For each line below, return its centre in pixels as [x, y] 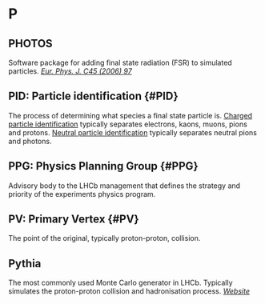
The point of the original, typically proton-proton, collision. [104, 238]
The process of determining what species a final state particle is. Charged [130, 115]
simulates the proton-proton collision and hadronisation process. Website [129, 291]
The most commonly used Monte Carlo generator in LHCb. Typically [121, 283]
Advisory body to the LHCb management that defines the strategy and [124, 186]
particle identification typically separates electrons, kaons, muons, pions [128, 124]
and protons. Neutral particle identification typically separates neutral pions [133, 132]
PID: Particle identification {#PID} [93, 96]
